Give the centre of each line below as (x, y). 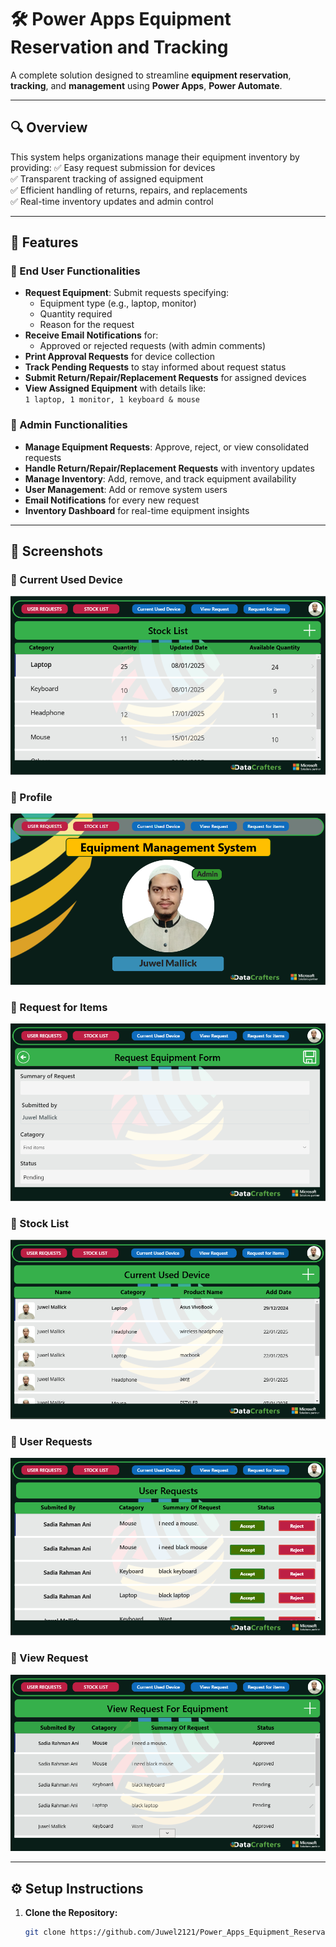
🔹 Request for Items (59, 1007)
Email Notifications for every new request (112, 500)
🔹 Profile (31, 797)
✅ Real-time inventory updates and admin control (112, 201)
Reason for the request (87, 325)
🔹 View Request (49, 1658)
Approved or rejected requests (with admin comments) (153, 346)
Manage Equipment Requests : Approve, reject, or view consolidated (167, 447)
